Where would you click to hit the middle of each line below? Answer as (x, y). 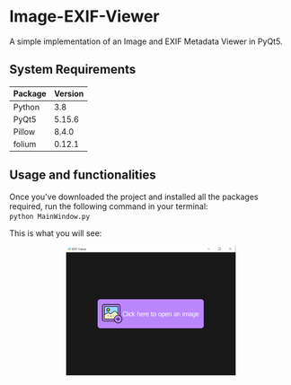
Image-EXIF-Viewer (84, 17)
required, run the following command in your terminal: (109, 206)
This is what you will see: (56, 233)
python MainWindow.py (50, 216)
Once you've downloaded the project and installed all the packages (134, 197)
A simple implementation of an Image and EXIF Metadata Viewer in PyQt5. (146, 41)
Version (69, 94)
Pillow (24, 131)
